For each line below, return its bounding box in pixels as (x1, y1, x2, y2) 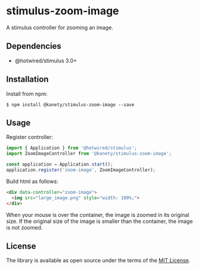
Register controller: (6, 134, 54, 141)
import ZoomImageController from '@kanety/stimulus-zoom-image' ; (6, 151, 172, 157)
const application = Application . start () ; (6, 162, 113, 167)
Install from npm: (6, 90, 48, 97)
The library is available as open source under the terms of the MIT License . (6, 257, 191, 264)
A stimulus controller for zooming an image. (6, 24, 113, 31)
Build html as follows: (6, 178, 58, 185)
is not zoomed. (6, 224, 43, 231)
